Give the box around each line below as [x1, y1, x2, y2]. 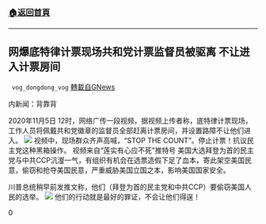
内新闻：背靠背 [8, 99, 57, 108]
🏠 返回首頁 [8, 6, 51, 17]
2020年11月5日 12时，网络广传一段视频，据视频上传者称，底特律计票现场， [8, 116, 253, 126]
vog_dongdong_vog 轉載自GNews [11, 82, 116, 92]
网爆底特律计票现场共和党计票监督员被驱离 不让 [8, 45, 240, 59]
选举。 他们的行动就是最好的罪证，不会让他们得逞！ [21, 192, 200, 202]
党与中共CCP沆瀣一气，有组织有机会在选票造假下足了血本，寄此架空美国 [8, 156, 245, 165]
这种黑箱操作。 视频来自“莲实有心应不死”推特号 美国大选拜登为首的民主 [21, 146, 255, 155]
